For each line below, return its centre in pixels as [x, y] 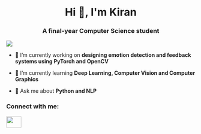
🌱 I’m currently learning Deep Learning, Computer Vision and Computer [105, 73]
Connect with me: [33, 106]
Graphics [27, 80]
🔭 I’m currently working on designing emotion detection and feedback [103, 55]
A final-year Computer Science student [101, 31]
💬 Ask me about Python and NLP [56, 91]
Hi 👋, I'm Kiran [101, 12]
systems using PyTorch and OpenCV [62, 62]
